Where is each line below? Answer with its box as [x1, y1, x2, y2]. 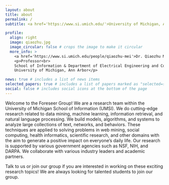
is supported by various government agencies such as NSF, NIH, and [5, 143, 148, 149]
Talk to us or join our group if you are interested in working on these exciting [5, 163, 163, 169]
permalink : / [5, 17, 33, 22]
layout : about [5, 7, 35, 13]
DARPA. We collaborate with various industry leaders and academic [5, 148, 145, 154]
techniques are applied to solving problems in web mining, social [5, 127, 140, 133]
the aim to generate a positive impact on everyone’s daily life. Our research [5, 137, 160, 143]
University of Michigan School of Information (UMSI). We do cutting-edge [5, 105, 158, 111]
